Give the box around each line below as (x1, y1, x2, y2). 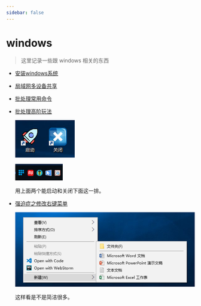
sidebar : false (6, 10, 44, 16)
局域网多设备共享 (14, 82, 57, 89)
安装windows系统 (14, 69, 59, 77)
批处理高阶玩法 (14, 108, 52, 115)
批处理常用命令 (14, 95, 52, 102)
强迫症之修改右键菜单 (14, 199, 68, 207)
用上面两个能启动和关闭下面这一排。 (14, 187, 105, 194)
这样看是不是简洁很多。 (14, 293, 73, 301)
